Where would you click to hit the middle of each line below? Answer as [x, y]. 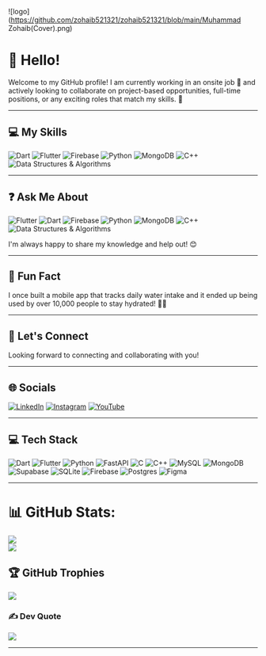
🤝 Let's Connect [48, 336]
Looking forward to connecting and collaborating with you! [104, 355]
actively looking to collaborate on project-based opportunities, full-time [125, 90]
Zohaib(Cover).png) [40, 28]
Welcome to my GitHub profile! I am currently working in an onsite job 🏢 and [132, 82]
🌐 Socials [32, 387]
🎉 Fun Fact [34, 276]
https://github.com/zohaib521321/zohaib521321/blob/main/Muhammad [126, 20]
